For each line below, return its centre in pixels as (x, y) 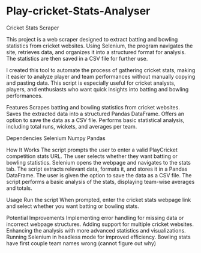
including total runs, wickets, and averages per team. (72, 126)
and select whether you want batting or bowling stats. (73, 206)
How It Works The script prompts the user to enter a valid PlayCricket (92, 150)
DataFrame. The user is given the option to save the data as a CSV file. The (99, 175)
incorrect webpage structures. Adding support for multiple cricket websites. (100, 224)
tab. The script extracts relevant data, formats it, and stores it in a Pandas (97, 169)
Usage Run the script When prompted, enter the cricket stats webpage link (99, 200)
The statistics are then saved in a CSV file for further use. (77, 58)
